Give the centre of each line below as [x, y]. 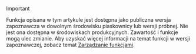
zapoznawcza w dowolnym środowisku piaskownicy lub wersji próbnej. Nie [97, 26]
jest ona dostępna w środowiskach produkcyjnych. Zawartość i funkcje [92, 32]
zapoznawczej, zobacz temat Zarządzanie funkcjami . [70, 45]
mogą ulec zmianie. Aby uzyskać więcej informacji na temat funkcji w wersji [98, 38]
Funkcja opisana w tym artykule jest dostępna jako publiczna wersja [89, 20]
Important [18, 9]
